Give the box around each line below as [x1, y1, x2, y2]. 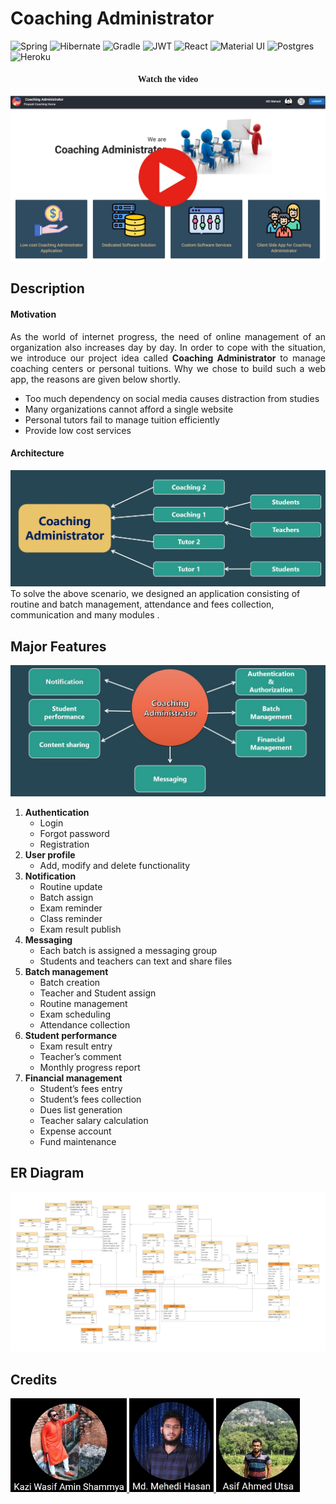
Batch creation [39, 976, 101, 988]
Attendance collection [39, 1018, 131, 1031]
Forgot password [39, 827, 110, 839]
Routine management [39, 997, 128, 1009]
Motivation [10, 308, 57, 320]
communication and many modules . [10, 609, 160, 621]
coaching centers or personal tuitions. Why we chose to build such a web [10, 362, 326, 374]
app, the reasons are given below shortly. [10, 373, 181, 385]
